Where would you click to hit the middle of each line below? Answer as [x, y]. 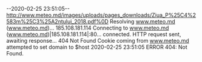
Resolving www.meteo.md [143, 21]
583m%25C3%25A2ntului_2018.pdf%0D [58, 21]
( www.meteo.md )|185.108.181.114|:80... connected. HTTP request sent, [94, 34]
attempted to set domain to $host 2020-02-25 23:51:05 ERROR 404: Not [97, 47]
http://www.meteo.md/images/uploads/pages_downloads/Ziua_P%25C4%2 [101, 15]
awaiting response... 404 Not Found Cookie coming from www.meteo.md [98, 41]
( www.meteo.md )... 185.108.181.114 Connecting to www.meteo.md [88, 28]
